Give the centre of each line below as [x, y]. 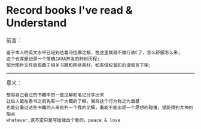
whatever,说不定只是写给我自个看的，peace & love [63, 120]
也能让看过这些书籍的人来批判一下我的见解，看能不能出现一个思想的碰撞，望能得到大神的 [100, 108]
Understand [36, 23]
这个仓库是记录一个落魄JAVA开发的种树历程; [53, 59]
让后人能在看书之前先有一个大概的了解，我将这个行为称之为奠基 [73, 101]
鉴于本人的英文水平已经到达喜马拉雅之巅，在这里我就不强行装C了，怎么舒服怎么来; [94, 52]
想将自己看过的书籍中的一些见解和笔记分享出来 [55, 95]
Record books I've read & [69, 10]
